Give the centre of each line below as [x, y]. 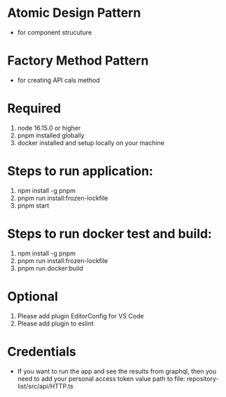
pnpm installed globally [51, 135]
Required [34, 108]
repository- [203, 378]
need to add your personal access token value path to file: [101, 378]
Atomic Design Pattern [74, 13]
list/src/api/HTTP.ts [45, 386]
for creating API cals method [58, 80]
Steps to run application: [80, 171]
